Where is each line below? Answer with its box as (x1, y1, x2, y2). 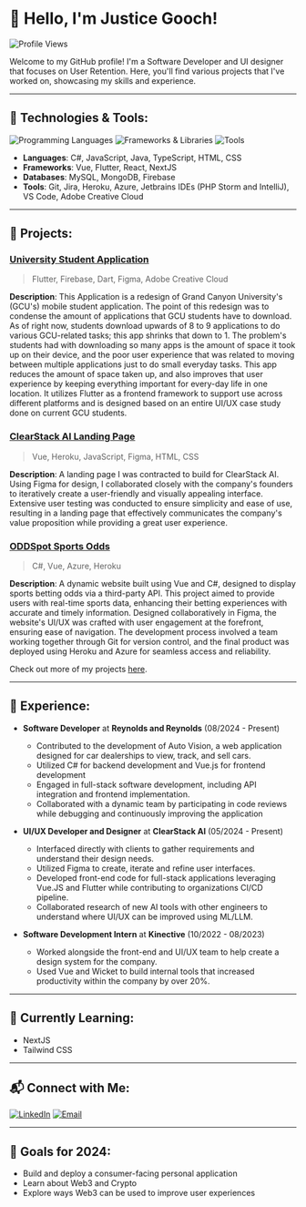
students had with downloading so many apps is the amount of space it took (9, 340, 296, 351)
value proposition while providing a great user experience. (9, 517, 228, 527)
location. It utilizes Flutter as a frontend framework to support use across (9, 388, 283, 399)
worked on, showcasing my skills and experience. (9, 75, 197, 86)
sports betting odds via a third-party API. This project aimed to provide (9, 588, 275, 599)
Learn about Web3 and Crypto (22, 1178, 138, 1189)
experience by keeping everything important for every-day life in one (9, 378, 269, 390)
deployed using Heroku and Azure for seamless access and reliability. (9, 646, 271, 657)
